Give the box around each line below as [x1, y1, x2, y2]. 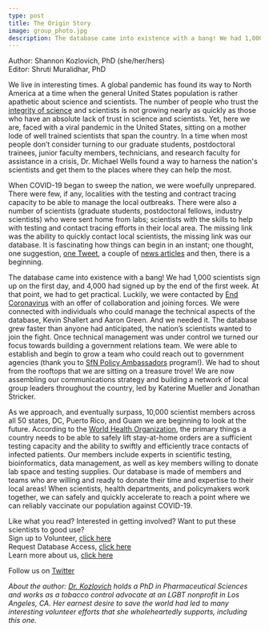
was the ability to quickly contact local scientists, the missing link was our [8, 231, 251, 241]
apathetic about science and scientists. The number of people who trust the [8, 97, 259, 107]
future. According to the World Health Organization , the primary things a [8, 424, 247, 434]
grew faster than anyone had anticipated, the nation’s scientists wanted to [8, 324, 252, 333]
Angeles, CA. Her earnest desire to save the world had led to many [8, 598, 230, 609]
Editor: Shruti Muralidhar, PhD [8, 65, 106, 74]
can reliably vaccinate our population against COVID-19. [8, 501, 193, 511]
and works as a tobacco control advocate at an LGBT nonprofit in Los [8, 590, 240, 600]
